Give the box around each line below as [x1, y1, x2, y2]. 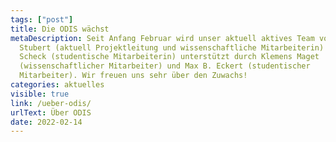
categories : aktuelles [10, 80, 105, 90]
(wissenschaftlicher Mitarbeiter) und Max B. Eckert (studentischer [19, 61, 311, 71]
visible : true [10, 89, 70, 99]
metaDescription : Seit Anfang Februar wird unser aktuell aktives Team [10, 33, 315, 43]
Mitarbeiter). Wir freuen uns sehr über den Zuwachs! [19, 71, 248, 81]
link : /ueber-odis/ [10, 98, 92, 108]
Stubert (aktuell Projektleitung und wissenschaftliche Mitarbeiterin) [19, 42, 325, 53]
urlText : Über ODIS [10, 107, 92, 118]
